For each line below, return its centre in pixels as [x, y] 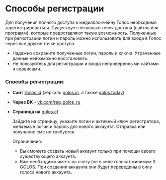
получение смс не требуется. [44, 132]
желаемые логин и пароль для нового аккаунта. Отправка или [79, 126]
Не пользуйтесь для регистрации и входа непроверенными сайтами [85, 63]
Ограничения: [27, 141]
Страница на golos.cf [35, 112]
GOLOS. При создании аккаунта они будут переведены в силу [86, 167]
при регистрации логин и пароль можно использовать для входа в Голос [83, 38]
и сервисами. [27, 69]
